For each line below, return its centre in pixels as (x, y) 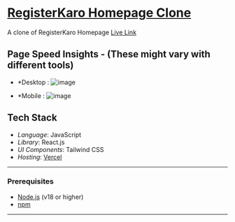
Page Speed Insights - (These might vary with (109, 54)
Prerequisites (30, 181)
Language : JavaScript (49, 134)
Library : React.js (41, 142)
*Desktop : (33, 82)
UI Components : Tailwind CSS (60, 149)
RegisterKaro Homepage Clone (99, 13)
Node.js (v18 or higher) (50, 197)
